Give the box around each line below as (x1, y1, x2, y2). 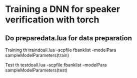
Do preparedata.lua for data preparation (5, 34, 132, 42)
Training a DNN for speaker (5, 3, 120, 15)
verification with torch (5, 14, 99, 25)
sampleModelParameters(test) (5, 67, 68, 73)
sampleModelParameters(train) (5, 52, 69, 58)
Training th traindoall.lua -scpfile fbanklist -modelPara (5, 47, 116, 53)
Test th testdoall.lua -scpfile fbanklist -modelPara (5, 62, 107, 68)
